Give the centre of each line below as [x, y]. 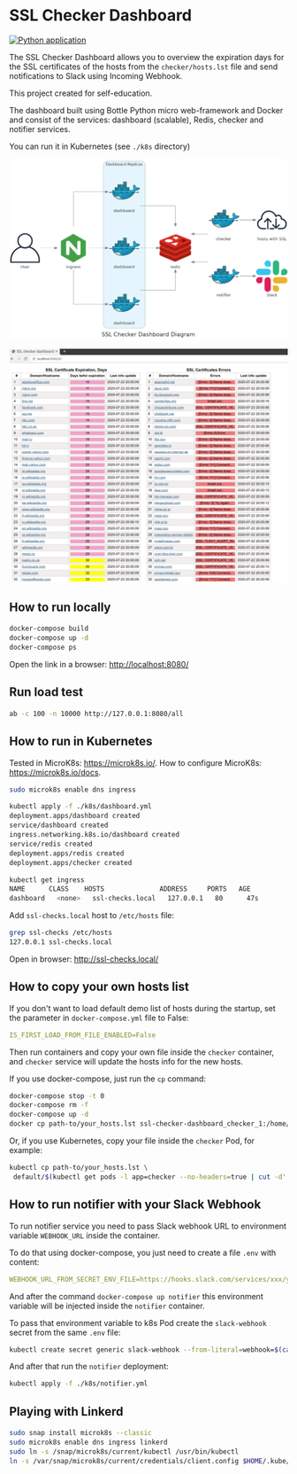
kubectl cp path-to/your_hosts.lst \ [79, 1168]
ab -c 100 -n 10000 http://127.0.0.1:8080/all [96, 714]
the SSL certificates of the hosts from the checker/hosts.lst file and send [144, 66]
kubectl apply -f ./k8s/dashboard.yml [80, 807]
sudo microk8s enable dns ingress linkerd [88, 1442]
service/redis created [51, 844]
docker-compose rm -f [49, 1105]
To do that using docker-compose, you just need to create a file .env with [143, 1252]
